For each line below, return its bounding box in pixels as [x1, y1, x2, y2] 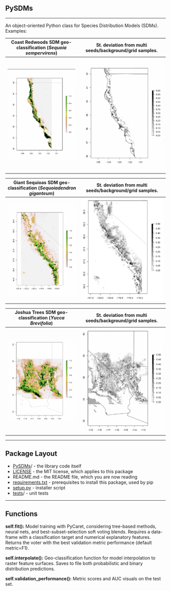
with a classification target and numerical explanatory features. [18, 534, 151, 540]
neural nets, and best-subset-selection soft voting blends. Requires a [5, 528, 150, 535]
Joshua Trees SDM [15, 309, 56, 315]
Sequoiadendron [40, 185, 76, 191]
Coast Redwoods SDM [11, 39, 60, 45]
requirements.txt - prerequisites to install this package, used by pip [12, 479, 154, 485]
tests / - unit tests [12, 490, 49, 496]
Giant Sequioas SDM [13, 179, 59, 185]
